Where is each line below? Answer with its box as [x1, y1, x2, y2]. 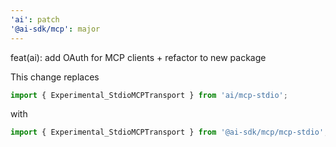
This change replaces [10, 71, 100, 83]
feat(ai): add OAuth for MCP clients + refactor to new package [10, 51, 267, 63]
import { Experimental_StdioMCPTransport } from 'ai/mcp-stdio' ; [10, 90, 288, 100]
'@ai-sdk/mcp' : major [10, 24, 101, 34]
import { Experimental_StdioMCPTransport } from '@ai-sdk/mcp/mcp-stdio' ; [10, 127, 329, 138]
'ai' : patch [10, 14, 60, 25]
